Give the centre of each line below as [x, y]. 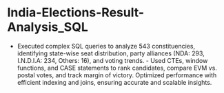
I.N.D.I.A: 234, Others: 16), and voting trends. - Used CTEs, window [112, 60]
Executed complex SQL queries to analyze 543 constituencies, [106, 46]
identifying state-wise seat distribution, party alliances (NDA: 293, [111, 53]
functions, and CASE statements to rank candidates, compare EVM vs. [117, 68]
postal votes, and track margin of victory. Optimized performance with [117, 75]
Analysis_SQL [48, 27]
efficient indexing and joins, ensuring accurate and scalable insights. [114, 82]
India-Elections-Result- [76, 13]
